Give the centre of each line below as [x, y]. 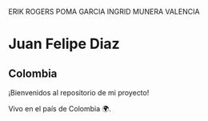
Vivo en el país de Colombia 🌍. [60, 109]
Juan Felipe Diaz [64, 44]
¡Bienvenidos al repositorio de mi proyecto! [79, 93]
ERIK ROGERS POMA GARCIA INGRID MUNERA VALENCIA [104, 12]
